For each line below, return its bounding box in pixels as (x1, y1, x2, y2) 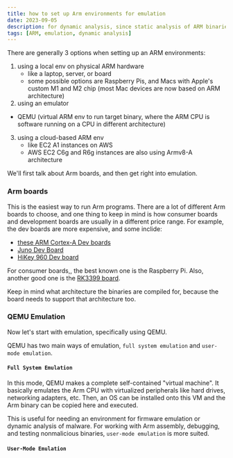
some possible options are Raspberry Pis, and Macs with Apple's (27, 77, 214, 86)
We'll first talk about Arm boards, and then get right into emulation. (7, 169, 198, 177)
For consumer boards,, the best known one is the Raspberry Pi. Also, (7, 266, 204, 275)
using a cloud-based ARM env (17, 134, 104, 142)
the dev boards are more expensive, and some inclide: (7, 224, 162, 233)
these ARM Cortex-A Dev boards (17, 238, 111, 246)
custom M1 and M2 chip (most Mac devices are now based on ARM (27, 84, 221, 93)
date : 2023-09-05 (7, 17, 58, 24)
